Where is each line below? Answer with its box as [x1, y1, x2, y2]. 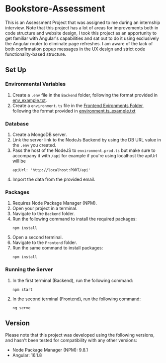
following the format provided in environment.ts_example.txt [12, 108, 136, 114]
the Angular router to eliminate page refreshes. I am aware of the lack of [5, 40, 153, 46]
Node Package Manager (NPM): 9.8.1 [12, 347, 88, 353]
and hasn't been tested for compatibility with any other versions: [5, 337, 138, 344]
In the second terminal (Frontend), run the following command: [12, 296, 141, 302]
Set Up [5, 66, 26, 74]
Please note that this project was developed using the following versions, [5, 332, 155, 338]
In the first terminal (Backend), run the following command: [12, 277, 133, 283]
